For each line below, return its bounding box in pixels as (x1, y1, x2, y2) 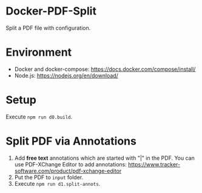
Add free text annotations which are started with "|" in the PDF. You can (14, 154, 195, 162)
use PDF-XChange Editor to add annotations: (14, 160, 127, 168)
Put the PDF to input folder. (14, 174, 83, 181)
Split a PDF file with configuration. (5, 24, 91, 31)
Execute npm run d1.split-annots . (14, 180, 101, 187)
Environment (5, 45, 72, 59)
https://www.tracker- (127, 160, 180, 168)
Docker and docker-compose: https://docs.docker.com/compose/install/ (14, 65, 196, 73)
